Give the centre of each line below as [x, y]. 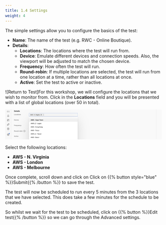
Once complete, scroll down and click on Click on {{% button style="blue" [81, 177]
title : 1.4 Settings [27, 10]
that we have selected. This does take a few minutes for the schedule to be [82, 197]
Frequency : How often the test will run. [60, 66]
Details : [20, 45]
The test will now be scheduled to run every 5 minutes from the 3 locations [82, 192]
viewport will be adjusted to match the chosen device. [75, 61]
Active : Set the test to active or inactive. [61, 82]
